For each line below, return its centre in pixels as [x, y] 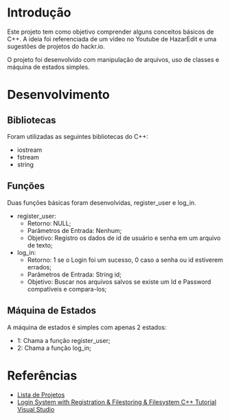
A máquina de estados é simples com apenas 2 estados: [87, 327]
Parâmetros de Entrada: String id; [74, 274]
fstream [28, 157]
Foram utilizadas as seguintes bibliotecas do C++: [78, 136]
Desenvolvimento [58, 95]
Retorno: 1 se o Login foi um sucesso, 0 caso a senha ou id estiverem [125, 260]
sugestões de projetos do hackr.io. [56, 46]
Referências [42, 375]
